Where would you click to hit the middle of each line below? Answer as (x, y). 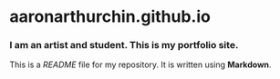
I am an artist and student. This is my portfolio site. (124, 45)
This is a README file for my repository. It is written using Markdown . (140, 64)
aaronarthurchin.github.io (110, 17)
